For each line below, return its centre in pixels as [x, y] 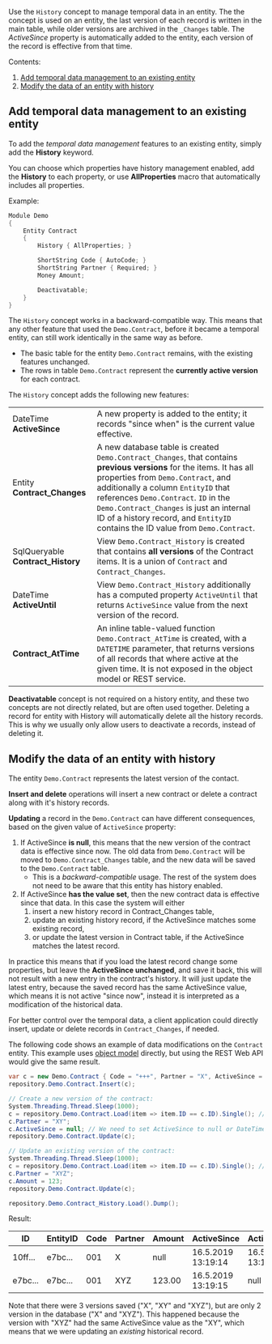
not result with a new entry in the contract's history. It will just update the [130, 979]
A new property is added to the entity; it [172, 414]
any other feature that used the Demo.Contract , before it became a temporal [134, 329]
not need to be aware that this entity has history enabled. [127, 886]
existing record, [58, 929]
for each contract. [50, 379]
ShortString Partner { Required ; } [98, 268]
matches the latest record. [76, 946]
